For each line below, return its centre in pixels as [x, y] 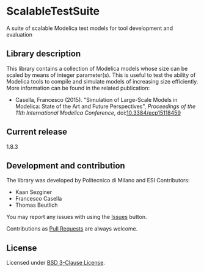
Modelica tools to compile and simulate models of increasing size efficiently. [102, 81]
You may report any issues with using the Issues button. [77, 217]
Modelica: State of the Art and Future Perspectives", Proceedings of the [105, 106]
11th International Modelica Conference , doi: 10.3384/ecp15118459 [98, 113]
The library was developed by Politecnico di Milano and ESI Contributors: [98, 181]
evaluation [19, 34]
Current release [37, 132]
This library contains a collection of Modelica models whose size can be [97, 68]
